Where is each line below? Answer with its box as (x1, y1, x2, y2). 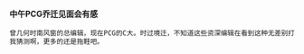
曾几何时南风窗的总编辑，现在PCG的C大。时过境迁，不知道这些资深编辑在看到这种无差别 (9, 29, 289, 38)
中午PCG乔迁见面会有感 (9, 8, 98, 19)
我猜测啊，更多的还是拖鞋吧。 (9, 37, 104, 47)
